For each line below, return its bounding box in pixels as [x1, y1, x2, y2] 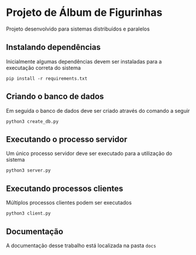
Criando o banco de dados [6, 92, 104, 102]
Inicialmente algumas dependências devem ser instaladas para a [6, 58, 162, 65]
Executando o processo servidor [6, 134, 128, 144]
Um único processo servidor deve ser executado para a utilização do [6, 150, 173, 157]
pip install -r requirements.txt [6, 75, 88, 82]
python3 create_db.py [6, 118, 59, 125]
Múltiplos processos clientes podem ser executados [6, 199, 132, 206]
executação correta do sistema [6, 64, 81, 71]
